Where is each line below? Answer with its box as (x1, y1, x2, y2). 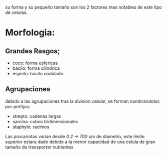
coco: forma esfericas (12, 60, 58, 66)
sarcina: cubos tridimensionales (12, 118, 78, 124)
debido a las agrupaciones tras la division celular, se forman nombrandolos (5, 98, 160, 104)
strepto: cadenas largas (12, 113, 61, 119)
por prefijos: (5, 103, 30, 109)
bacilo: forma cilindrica (12, 65, 60, 71)
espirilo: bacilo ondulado (12, 71, 63, 76)
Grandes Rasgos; (5, 47, 60, 55)
